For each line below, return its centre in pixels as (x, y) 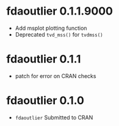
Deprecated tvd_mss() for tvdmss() (59, 34)
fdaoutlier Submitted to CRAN (54, 117)
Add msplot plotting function (51, 28)
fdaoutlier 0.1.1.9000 (60, 11)
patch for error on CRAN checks (56, 76)
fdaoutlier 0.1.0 (45, 101)
